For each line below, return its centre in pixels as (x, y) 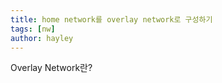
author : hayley (42, 38)
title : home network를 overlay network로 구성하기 (111, 19)
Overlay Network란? (51, 68)
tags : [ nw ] (33, 29)
